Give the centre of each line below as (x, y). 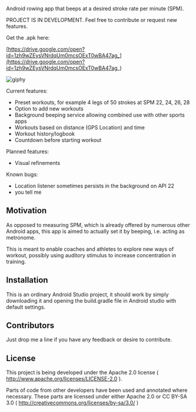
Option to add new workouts (49, 108)
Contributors (30, 325)
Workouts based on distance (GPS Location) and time (80, 127)
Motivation (26, 211)
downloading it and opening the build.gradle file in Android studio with (91, 300)
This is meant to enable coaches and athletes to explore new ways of (90, 249)
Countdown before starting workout (58, 140)
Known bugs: (22, 174)
